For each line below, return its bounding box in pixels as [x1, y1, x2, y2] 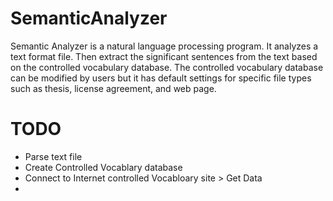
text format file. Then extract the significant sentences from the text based [10, 50, 318, 62]
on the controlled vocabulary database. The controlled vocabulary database [10, 61, 324, 73]
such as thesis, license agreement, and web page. [10, 82, 217, 94]
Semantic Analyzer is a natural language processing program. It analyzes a [10, 40, 319, 52]
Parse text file [24, 150, 83, 162]
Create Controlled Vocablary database [24, 161, 183, 173]
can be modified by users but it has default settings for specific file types [10, 72, 312, 84]
